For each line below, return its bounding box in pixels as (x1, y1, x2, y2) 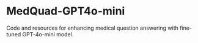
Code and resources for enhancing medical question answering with (6, 24, 179, 31)
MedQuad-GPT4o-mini (6, 4, 125, 18)
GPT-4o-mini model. (22, 30, 74, 38)
